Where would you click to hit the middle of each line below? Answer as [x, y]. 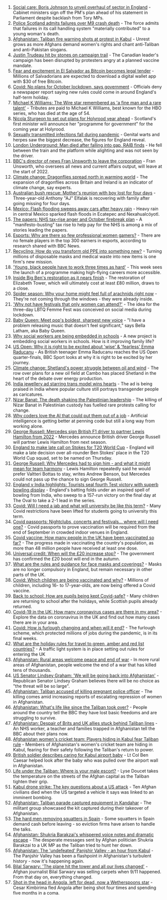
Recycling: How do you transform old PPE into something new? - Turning [87, 251]
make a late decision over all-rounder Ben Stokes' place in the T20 [81, 453]
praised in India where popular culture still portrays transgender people [86, 389]
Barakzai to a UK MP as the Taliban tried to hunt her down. [73, 845]
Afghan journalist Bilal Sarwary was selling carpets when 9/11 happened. [87, 872]
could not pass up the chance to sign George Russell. [68, 479]
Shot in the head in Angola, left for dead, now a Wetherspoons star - [83, 882]
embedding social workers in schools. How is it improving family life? [83, 341]
